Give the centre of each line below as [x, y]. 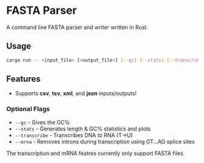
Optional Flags [28, 109]
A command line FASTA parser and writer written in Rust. [77, 27]
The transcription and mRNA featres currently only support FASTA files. [96, 153]
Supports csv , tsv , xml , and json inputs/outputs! [76, 94]
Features [23, 79]
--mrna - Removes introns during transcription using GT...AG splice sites [105, 141]
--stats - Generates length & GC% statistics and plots [83, 129]
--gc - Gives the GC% [42, 122]
